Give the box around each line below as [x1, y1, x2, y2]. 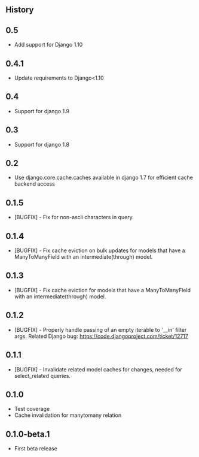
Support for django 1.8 [14, 141, 70, 148]
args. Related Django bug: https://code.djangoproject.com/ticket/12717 [14, 332, 189, 340]
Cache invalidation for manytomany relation [14, 411, 122, 419]
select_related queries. [14, 372, 71, 379]
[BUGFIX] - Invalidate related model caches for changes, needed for [14, 365, 183, 373]
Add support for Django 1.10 [14, 41, 83, 49]
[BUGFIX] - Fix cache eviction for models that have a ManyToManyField [14, 286, 191, 293]
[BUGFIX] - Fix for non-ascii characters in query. [14, 214, 134, 221]
